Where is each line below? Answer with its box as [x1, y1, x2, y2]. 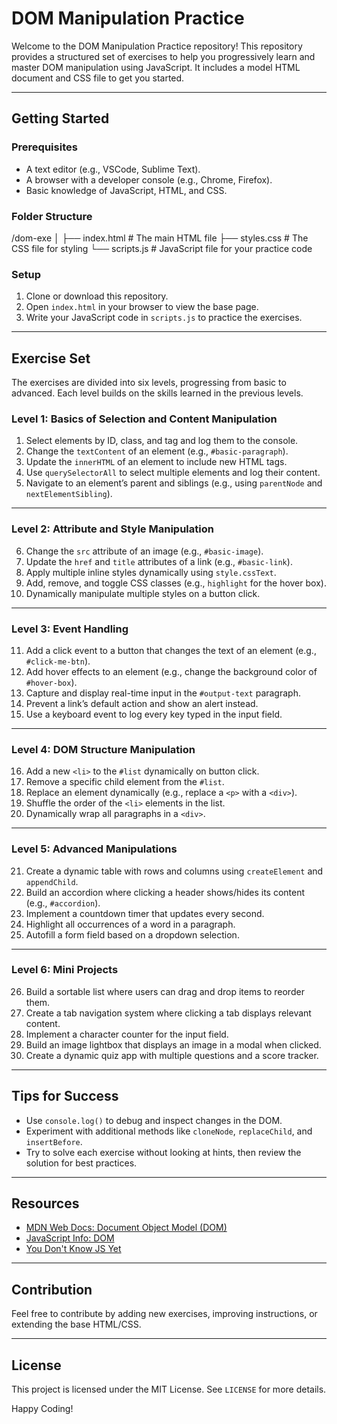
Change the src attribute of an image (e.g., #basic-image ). [25, 545, 264, 557]
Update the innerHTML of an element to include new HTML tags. [25, 456, 288, 468]
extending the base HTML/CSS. [11, 1318, 142, 1331]
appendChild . [25, 875, 79, 887]
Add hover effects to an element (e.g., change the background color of [25, 665, 318, 677]
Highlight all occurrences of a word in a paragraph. [25, 918, 236, 930]
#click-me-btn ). [25, 655, 91, 667]
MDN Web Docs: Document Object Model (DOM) [25, 1222, 228, 1234]
